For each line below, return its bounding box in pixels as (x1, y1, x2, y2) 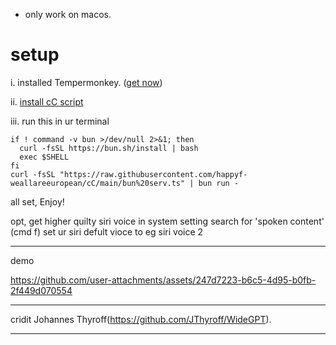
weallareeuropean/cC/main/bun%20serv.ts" (10, 178, 186, 188)
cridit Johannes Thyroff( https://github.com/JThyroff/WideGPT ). (10, 313, 272, 325)
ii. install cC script (10, 95, 84, 108)
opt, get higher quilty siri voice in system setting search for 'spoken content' (10, 215, 325, 227)
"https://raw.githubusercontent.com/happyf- (59, 169, 248, 179)
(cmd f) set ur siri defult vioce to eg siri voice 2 (10, 225, 204, 238)
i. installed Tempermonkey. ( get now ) (10, 76, 163, 88)
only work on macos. (24, 9, 112, 20)
